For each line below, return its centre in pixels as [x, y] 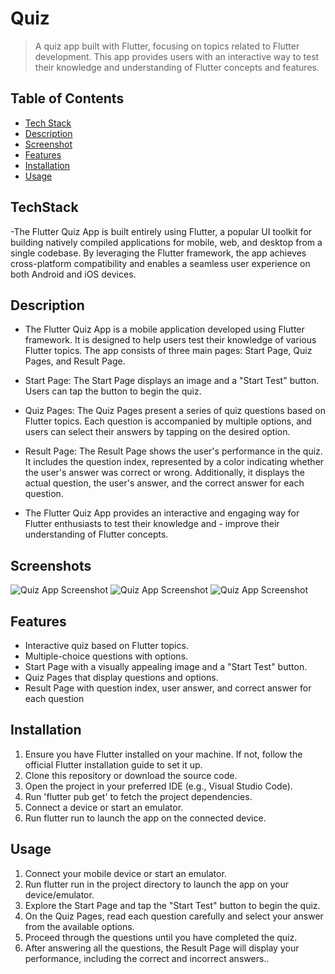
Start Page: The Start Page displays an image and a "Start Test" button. [172, 381]
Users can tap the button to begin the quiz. [113, 391]
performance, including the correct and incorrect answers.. [147, 958]
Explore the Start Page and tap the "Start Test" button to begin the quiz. [172, 905]
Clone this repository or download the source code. [131, 775]
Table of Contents [67, 98]
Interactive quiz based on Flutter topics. [106, 645]
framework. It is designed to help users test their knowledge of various [170, 340]
